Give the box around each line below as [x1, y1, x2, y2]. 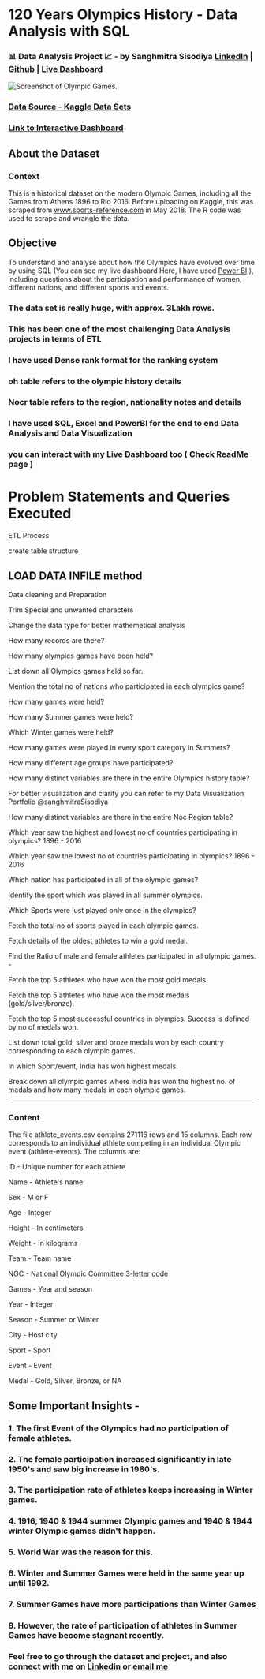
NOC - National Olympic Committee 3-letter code [8, 1269, 169, 1279]
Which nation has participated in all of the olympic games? [8, 875, 199, 884]
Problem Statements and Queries [8, 488, 230, 506]
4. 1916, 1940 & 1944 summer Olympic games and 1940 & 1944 [8, 1516, 252, 1527]
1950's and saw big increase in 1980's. [8, 1464, 160, 1475]
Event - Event [8, 1361, 53, 1370]
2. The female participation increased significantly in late [8, 1453, 232, 1464]
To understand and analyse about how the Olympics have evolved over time [8, 257, 255, 267]
